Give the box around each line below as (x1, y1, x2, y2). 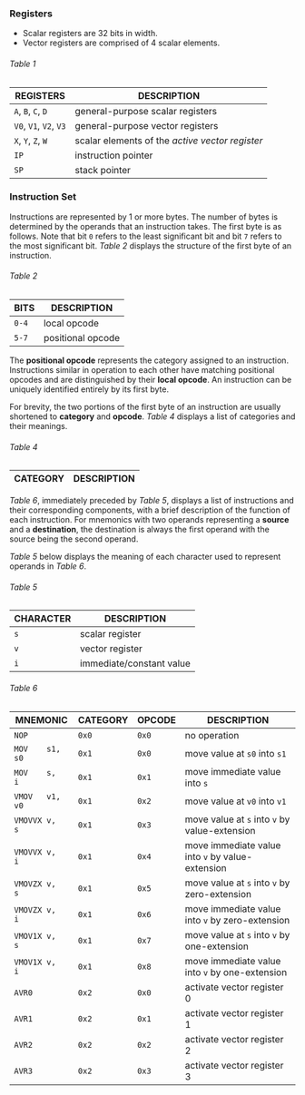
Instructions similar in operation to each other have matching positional (9, 365, 275, 375)
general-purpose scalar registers (74, 104, 218, 117)
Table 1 (9, 58, 36, 69)
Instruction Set (9, 191, 77, 203)
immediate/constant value (80, 657, 191, 670)
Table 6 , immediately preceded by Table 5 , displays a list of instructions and (9, 495, 295, 506)
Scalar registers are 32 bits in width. (22, 28, 158, 39)
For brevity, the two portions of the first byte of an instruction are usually (9, 402, 281, 412)
